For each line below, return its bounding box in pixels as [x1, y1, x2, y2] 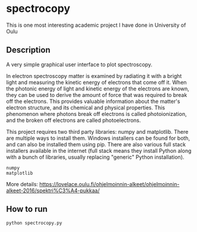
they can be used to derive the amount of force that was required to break [6, 91, 188, 98]
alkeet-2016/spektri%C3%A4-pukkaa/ [6, 187, 100, 194]
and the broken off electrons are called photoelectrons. [6, 117, 141, 124]
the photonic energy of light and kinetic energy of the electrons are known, [6, 85, 190, 92]
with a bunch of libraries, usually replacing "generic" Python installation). [6, 153, 185, 161]
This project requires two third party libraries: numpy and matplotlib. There [6, 128, 189, 135]
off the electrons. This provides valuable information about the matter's [6, 98, 180, 105]
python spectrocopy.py [6, 220, 62, 226]
